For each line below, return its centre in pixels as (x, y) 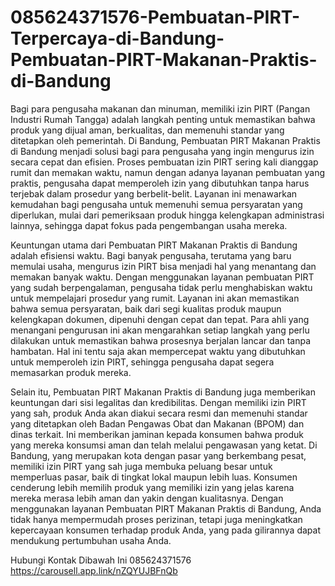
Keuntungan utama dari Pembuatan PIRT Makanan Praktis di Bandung (154, 245)
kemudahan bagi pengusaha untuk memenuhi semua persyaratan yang (156, 204)
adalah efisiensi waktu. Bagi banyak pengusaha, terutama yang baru (151, 255)
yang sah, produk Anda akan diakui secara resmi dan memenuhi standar (159, 413)
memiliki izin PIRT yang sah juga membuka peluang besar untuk (141, 466)
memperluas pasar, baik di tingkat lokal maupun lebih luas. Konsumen (154, 477)
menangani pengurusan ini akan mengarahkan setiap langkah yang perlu (160, 330)
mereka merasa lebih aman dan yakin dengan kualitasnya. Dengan (147, 498)
